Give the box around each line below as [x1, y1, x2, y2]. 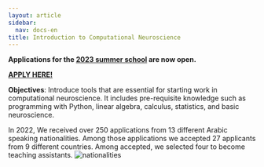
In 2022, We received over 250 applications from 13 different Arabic [8, 125, 228, 135]
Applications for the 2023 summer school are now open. [8, 55, 196, 64]
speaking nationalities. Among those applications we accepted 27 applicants [8, 134, 256, 143]
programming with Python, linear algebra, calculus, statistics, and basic [8, 102, 240, 111]
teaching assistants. [8, 151, 73, 160]
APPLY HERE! [8, 70, 53, 79]
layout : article [8, 11, 61, 20]
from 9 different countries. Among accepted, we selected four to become [8, 142, 246, 151]
